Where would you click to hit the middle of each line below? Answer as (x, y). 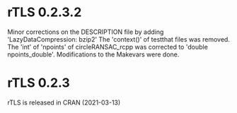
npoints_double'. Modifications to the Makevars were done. (93, 54)
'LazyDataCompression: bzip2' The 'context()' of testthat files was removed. (118, 39)
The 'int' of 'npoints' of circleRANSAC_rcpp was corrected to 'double (108, 47)
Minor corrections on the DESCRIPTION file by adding (86, 32)
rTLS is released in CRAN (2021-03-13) (64, 102)
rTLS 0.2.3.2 (45, 12)
